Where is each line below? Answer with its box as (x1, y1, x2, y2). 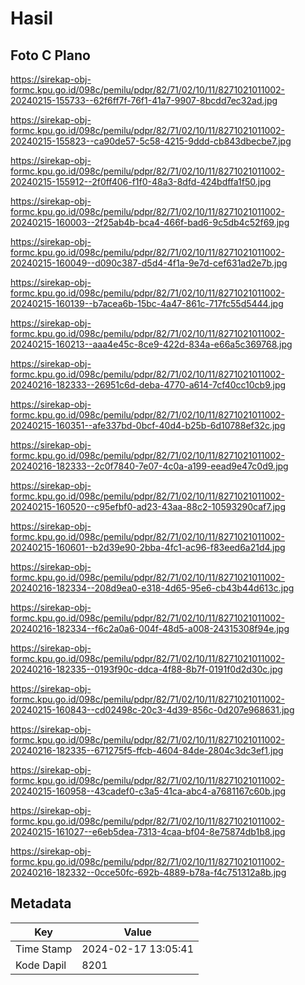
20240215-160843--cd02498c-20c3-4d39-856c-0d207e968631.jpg (10, 704, 295, 716)
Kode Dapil (15, 958, 67, 972)
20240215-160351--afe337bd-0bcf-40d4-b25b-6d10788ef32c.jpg (10, 420, 286, 431)
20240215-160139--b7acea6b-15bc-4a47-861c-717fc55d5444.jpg (10, 298, 284, 309)
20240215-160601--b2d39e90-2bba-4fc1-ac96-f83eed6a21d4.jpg (10, 542, 286, 553)
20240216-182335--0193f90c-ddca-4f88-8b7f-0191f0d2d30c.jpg (10, 663, 283, 675)
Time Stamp (15, 942, 73, 956)
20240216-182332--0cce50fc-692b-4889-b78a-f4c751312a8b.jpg (10, 867, 287, 878)
